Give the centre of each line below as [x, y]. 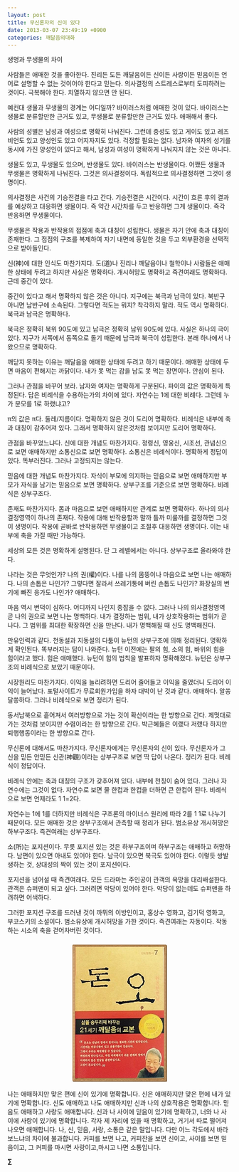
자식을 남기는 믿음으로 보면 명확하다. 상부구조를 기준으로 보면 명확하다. [118, 485]
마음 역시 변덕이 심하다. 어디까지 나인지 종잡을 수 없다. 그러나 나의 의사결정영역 [116, 608]
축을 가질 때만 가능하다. [53, 535]
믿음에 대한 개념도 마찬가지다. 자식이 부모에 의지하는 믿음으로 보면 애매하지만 [114, 476]
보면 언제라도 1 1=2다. [51, 799]
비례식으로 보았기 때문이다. [58, 667]
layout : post [27, 15]
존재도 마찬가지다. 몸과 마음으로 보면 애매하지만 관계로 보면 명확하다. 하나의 [112, 509]
